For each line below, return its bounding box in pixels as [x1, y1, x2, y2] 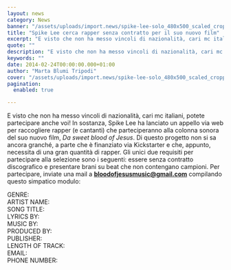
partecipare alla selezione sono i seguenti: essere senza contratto [7, 155, 194, 164]
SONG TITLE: [7, 205, 45, 214]
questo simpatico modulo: [7, 177, 81, 185]
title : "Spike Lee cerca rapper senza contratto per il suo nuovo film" [7, 29, 220, 36]
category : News [7, 16, 51, 23]
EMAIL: [7, 249, 27, 258]
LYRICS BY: [7, 212, 40, 221]
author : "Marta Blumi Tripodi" [7, 67, 97, 74]
